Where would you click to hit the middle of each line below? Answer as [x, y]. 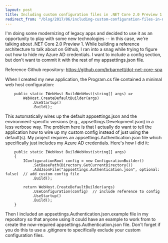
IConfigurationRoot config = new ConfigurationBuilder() [83, 161]
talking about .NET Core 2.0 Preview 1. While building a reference [72, 44]
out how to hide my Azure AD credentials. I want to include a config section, [83, 55]
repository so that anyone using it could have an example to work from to [80, 219]
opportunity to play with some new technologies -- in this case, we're [77, 39]
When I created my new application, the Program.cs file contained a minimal [84, 79]
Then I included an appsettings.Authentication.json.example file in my [77, 214]
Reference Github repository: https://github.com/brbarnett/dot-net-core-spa [84, 70]
